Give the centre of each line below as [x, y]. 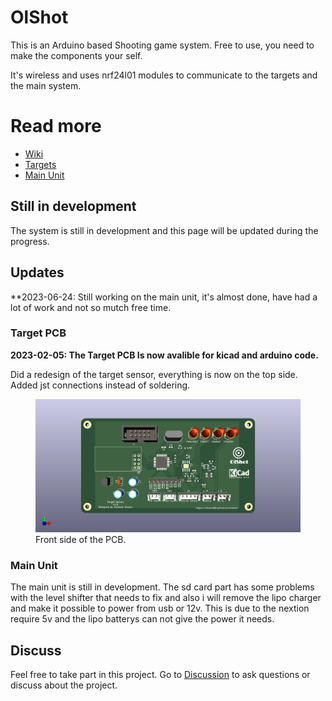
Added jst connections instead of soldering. [100, 385]
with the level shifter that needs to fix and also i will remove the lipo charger [166, 598]
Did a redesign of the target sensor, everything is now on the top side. [154, 374]
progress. [30, 241]
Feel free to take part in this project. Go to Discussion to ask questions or [160, 675]
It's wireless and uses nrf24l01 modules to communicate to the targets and [164, 75]
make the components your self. [76, 55]
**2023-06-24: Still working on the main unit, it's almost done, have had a [164, 297]
